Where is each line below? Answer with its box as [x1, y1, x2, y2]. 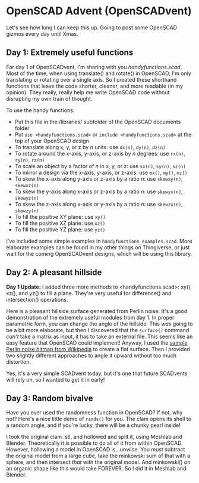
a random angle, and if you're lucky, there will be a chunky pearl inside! [6, 422, 181, 429]
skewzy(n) [14, 208, 40, 214]
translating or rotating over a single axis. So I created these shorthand [6, 76, 177, 83]
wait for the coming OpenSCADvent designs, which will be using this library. [6, 250, 192, 257]
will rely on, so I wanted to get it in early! [6, 376, 105, 383]
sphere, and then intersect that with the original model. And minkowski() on [6, 459, 191, 466]
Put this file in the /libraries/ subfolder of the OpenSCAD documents [14, 118, 181, 125]
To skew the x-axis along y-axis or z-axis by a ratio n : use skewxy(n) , [14, 175, 183, 182]
